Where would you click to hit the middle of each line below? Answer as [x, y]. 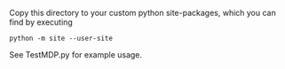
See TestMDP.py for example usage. [76, 55]
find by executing [41, 22]
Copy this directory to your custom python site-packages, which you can [143, 13]
